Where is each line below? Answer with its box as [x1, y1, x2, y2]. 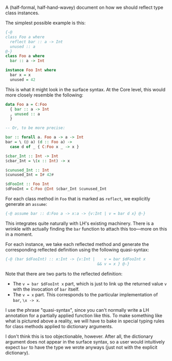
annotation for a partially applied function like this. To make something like [5, 312, 163, 318]
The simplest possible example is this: [5, 20, 86, 26]
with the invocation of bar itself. [12, 286, 80, 292]
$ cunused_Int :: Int [5, 167, 50, 173]
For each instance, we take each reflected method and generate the [5, 241, 149, 247]
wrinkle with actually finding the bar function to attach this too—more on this [5, 225, 167, 232]
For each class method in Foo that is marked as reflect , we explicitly [5, 196, 150, 202]
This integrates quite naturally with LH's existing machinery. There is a [5, 220, 154, 226]
